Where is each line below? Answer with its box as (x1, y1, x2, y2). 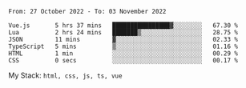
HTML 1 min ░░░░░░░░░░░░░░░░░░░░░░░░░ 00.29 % (8, 50, 239, 58)
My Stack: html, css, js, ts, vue (8, 70, 123, 80)
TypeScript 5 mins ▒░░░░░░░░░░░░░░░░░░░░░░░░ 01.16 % (8, 42, 239, 50)
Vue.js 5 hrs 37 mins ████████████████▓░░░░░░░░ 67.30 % (8, 22, 239, 30)
